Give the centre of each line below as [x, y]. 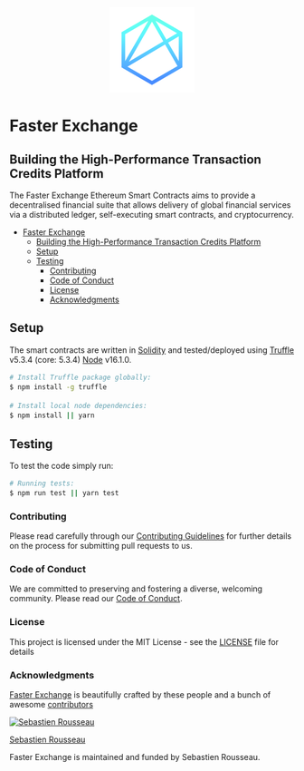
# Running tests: [42, 483]
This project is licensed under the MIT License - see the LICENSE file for [144, 641]
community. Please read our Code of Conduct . [96, 599]
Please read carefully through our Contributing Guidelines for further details [151, 536]
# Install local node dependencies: [78, 406]
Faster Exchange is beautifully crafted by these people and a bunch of [140, 694]
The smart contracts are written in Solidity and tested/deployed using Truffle [152, 350]
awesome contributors [51, 704]
